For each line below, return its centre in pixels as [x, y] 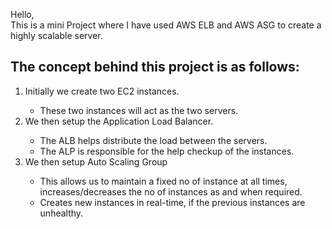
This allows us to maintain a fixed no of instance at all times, [163, 181]
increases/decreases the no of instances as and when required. [171, 191]
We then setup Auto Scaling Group [96, 161]
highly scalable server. [56, 35]
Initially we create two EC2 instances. [102, 91]
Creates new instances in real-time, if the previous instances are [172, 202]
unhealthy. [61, 213]
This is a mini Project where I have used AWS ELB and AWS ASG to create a [166, 25]
